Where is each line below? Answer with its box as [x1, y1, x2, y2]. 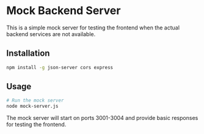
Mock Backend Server [6, 4, 121, 18]
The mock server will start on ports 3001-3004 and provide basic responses [6, 114, 199, 122]
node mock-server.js [6, 103, 59, 110]
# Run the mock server [6, 97, 64, 104]
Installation [6, 48, 50, 59]
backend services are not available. [6, 30, 96, 37]
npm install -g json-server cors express [6, 64, 114, 70]
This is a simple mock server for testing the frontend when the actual [6, 24, 180, 31]
